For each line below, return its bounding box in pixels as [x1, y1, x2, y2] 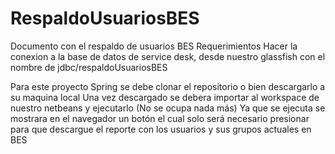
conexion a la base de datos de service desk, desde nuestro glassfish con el [10, 50, 326, 62]
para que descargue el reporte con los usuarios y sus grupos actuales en [10, 123, 312, 135]
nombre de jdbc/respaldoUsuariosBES [10, 61, 168, 73]
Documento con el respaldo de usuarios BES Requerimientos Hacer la [10, 40, 298, 52]
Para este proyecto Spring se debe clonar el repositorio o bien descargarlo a [10, 80, 326, 92]
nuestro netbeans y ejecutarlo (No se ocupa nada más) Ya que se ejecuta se [10, 102, 326, 114]
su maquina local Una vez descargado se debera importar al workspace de [10, 91, 320, 103]
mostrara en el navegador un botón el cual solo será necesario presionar [10, 112, 310, 124]
